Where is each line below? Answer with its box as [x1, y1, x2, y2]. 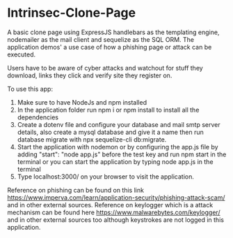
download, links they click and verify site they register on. [7, 71, 172, 80]
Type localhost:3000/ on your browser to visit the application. [17, 172, 195, 181]
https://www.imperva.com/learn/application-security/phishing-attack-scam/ [7, 193, 225, 202]
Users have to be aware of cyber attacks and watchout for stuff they [7, 64, 203, 72]
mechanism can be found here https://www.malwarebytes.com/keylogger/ [7, 208, 220, 216]
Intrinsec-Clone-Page [7, 5, 136, 21]
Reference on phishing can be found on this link [7, 186, 145, 194]
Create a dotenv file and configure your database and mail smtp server [17, 120, 220, 128]
